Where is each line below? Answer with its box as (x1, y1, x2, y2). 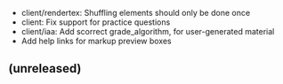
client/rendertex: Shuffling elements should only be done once (20, 8, 251, 18)
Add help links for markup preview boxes (20, 35, 172, 46)
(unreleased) (8, 61, 82, 76)
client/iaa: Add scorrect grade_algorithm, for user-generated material (20, 27, 275, 36)
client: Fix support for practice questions (20, 17, 171, 27)
